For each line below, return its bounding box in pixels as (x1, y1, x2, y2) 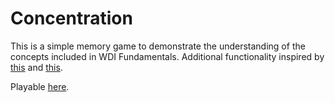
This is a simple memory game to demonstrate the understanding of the (10, 40, 306, 52)
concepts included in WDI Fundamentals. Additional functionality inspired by (10, 50, 325, 62)
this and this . (10, 61, 63, 73)
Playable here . (10, 80, 70, 92)
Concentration (10, 7, 133, 30)
